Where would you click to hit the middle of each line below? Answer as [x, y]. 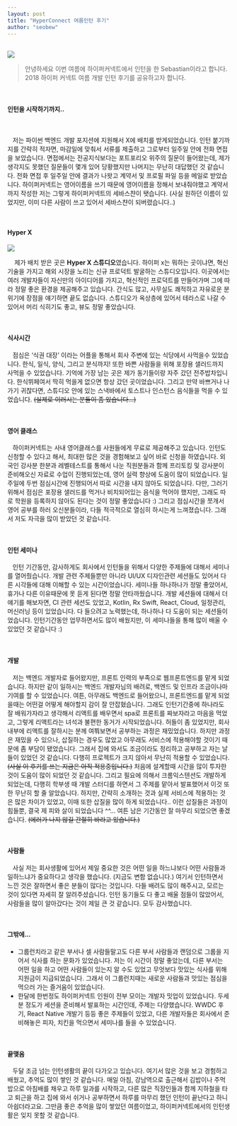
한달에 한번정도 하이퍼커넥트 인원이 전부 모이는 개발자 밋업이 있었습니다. [117, 996]
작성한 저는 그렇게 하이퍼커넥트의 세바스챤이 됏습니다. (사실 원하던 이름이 [121, 193]
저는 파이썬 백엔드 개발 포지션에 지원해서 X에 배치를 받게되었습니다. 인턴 [112, 140]
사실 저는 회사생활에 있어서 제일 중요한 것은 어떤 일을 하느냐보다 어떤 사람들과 [119, 868]
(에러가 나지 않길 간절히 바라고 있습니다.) [84, 819]
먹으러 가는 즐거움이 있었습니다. [61, 987]
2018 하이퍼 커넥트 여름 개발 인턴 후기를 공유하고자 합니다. [105, 78]
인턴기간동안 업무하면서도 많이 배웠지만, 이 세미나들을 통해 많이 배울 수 [131, 620]
